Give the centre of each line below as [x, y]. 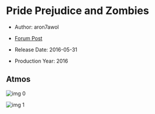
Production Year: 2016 [41, 61]
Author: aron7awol [37, 27]
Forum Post [28, 38]
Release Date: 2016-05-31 [46, 49]
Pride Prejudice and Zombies [77, 11]
